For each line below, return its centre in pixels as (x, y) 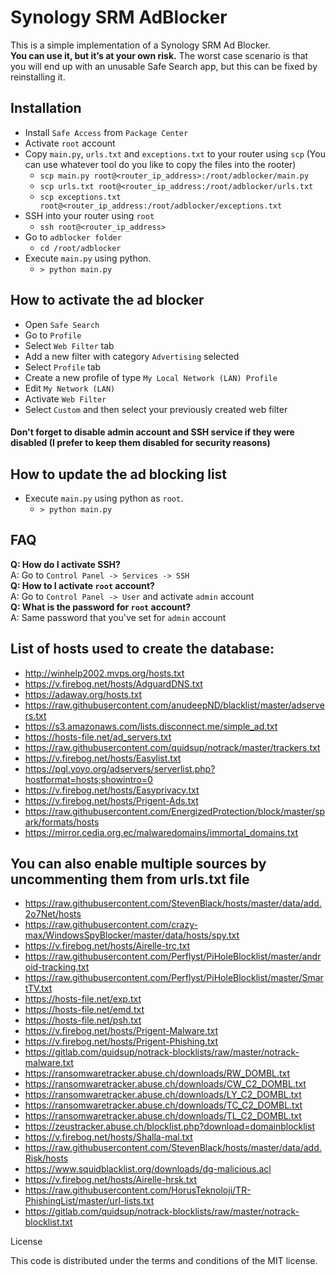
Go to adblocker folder (73, 237)
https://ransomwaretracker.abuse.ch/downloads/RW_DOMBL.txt (157, 1073)
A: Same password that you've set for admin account (118, 617)
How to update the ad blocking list (119, 474)
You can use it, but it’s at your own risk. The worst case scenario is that (159, 55)
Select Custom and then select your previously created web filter (156, 409)
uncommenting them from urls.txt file (130, 879)
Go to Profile (53, 335)
